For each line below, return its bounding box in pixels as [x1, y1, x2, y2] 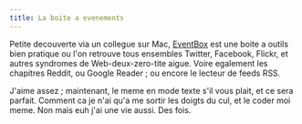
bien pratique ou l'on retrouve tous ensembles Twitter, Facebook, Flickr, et [9, 47, 289, 59]
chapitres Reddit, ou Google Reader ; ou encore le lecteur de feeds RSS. [9, 67, 281, 78]
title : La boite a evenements [9, 13, 125, 23]
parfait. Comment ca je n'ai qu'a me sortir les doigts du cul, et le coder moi [9, 95, 291, 106]
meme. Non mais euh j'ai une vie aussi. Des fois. [9, 104, 192, 115]
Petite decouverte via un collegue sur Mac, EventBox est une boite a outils [9, 38, 289, 49]
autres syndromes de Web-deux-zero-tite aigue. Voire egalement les [9, 57, 268, 68]
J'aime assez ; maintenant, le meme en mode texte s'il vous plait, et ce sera [9, 85, 294, 96]
